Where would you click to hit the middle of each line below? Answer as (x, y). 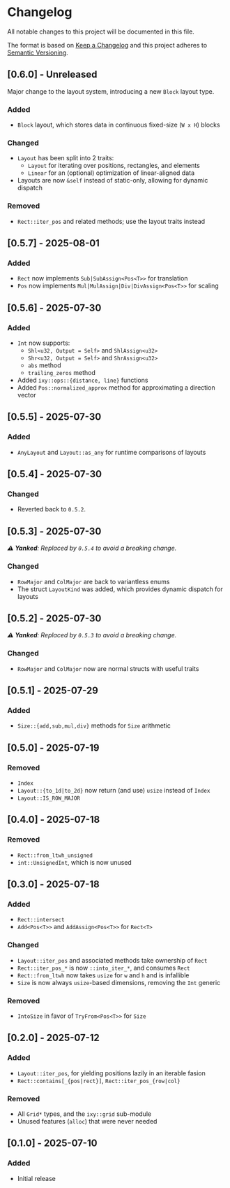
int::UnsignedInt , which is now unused (75, 862)
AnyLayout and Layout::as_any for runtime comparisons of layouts (112, 452)
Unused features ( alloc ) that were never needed (87, 1121)
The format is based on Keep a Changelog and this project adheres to (107, 45)
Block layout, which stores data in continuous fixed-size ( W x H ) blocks (119, 125)
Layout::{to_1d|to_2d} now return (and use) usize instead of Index (114, 790)
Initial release (36, 1178)
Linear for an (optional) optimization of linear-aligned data (111, 173)
